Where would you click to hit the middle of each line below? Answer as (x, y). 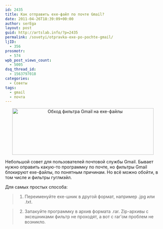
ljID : (11, 42)
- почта (17, 97)
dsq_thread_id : (21, 70)
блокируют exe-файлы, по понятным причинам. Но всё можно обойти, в (82, 172)
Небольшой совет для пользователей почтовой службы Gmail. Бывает (79, 162)
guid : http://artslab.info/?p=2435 (42, 33)
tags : (11, 88)
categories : (17, 78)
